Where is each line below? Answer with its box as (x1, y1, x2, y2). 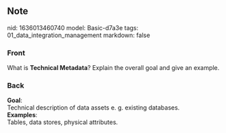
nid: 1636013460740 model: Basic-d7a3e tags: (7, 23, 139, 32)
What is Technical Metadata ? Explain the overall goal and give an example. (7, 64, 220, 72)
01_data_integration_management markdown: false (7, 31, 151, 39)
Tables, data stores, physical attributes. (7, 118, 118, 126)
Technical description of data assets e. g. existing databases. (7, 104, 180, 112)
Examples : (7, 111, 38, 119)
